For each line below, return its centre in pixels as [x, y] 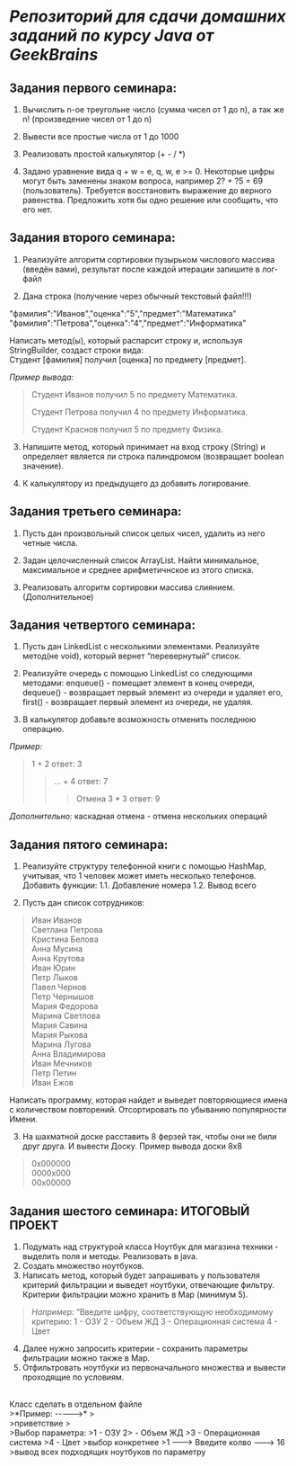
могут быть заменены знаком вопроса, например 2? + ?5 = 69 [142, 181]
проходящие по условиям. [73, 1377]
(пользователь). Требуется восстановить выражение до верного [147, 190]
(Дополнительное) [58, 596]
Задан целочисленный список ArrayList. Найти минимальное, [141, 560]
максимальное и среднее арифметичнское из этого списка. [138, 569]
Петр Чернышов [62, 997]
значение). [43, 466]
